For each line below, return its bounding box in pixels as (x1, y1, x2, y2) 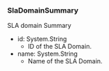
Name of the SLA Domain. (27, 57, 103, 65)
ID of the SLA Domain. (27, 42, 92, 51)
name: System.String (17, 49, 78, 58)
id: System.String (17, 35, 68, 43)
